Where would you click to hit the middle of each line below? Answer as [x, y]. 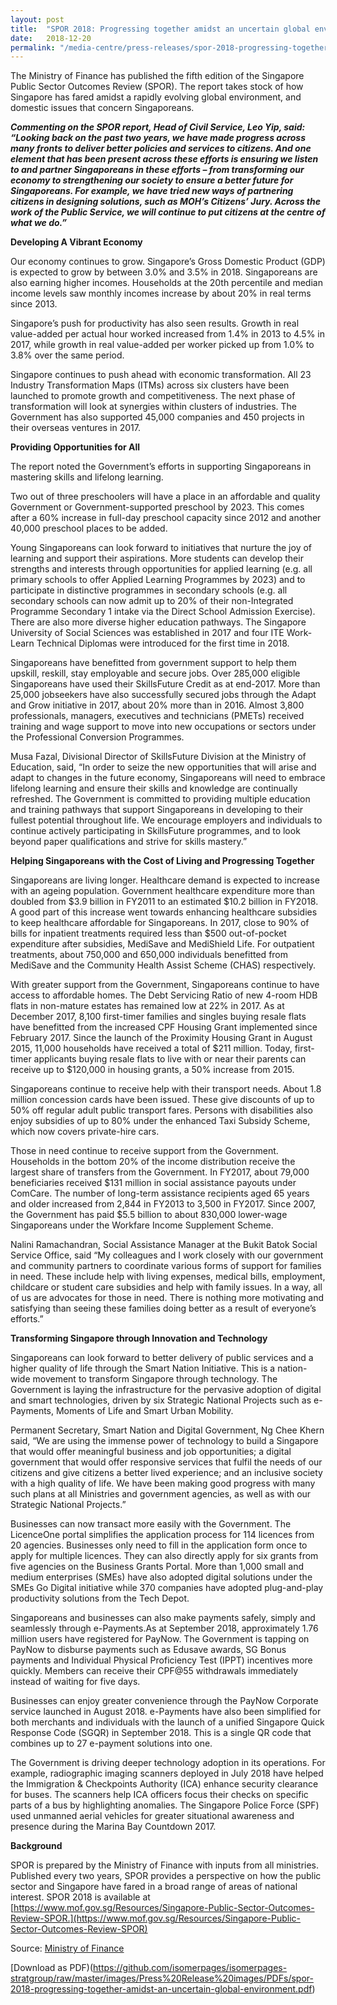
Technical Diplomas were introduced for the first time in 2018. [163, 643]
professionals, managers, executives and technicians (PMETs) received [157, 716]
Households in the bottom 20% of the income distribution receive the [153, 1162]
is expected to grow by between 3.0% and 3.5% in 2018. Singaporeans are [164, 272]
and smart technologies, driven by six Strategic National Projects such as [161, 1400]
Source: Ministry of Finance [67, 1948]
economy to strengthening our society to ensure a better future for [152, 180]
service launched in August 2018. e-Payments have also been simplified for [166, 1712]
